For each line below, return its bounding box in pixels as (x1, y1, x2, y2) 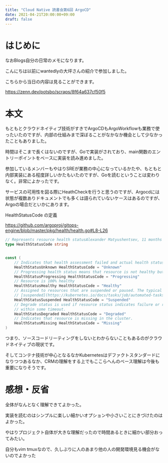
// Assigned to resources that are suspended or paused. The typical (14, 288, 162, 293)
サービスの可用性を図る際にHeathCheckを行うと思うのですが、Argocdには (5, 189, 160, 195)
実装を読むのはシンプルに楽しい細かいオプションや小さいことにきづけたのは (5, 412, 163, 418)
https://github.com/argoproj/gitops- (5, 222, 79, 228)
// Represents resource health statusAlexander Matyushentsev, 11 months (5, 237, 162, 243)
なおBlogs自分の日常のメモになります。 (5, 57, 86, 63)
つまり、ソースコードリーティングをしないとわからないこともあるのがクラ (5, 335, 158, 341)
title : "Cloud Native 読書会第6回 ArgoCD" (5, 7, 91, 13)
